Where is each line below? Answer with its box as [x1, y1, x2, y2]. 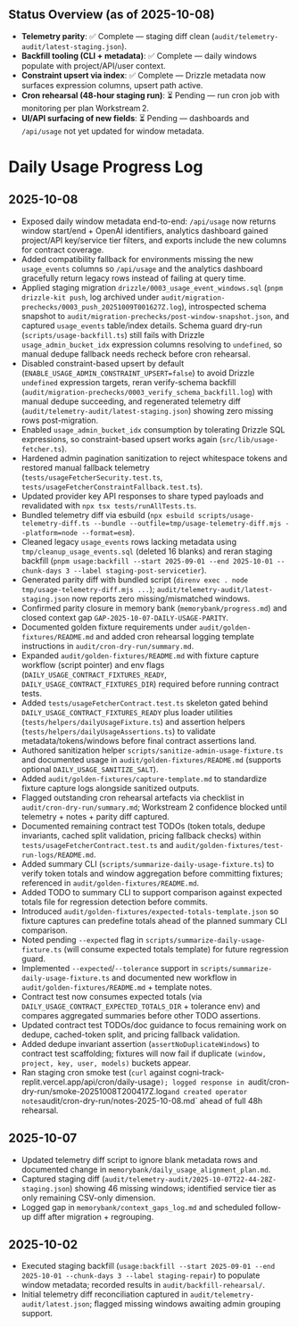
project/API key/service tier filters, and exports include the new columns [21, 235, 287, 245]
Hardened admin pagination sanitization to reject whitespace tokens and [21, 452, 287, 463]
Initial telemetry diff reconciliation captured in [21, 1289, 188, 1300]
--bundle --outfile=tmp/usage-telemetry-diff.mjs [93, 519, 282, 528]
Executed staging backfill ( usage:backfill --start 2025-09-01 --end [21, 1261, 276, 1272]
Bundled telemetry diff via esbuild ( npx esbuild [21, 509, 195, 520]
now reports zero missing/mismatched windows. [71, 593, 251, 604]
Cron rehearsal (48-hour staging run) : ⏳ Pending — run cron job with [21, 89, 280, 101]
